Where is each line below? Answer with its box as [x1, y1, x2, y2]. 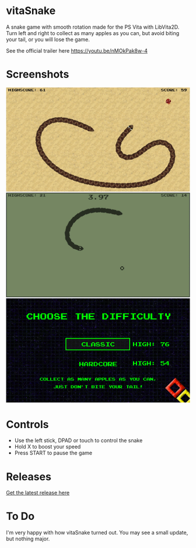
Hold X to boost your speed [14, 443, 81, 450]
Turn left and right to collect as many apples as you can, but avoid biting [6, 29, 180, 36]
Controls [6, 418, 49, 431]
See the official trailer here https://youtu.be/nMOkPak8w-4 [6, 47, 148, 54]
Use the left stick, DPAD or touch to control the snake [14, 437, 143, 444]
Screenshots [6, 68, 69, 81]
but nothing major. [6, 535, 50, 542]
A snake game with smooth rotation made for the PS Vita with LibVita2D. [6, 23, 180, 30]
